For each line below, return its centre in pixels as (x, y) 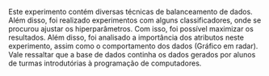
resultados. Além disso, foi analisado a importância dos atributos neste (126, 37)
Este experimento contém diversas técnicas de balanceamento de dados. (130, 12)
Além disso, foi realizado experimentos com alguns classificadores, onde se (135, 20)
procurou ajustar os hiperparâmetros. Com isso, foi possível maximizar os (131, 29)
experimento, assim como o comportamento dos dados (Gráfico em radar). (133, 46)
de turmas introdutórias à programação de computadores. (105, 63)
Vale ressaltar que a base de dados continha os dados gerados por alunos (132, 55)
